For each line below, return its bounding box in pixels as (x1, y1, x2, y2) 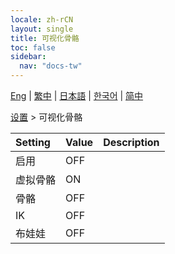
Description (103, 136, 160, 149)
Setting (15, 136, 51, 149)
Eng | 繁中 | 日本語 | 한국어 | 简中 (10, 90, 144, 101)
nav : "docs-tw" (19, 61, 83, 71)
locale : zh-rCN (10, 14, 74, 25)
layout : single (10, 24, 74, 34)
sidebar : (10, 52, 47, 62)
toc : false (10, 42, 56, 53)
